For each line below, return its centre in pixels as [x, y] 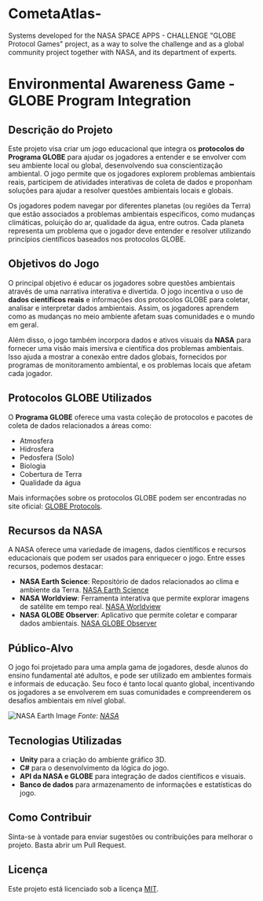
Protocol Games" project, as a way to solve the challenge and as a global [126, 43]
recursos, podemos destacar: [56, 567]
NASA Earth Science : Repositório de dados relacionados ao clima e [129, 582]
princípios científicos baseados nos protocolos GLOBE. [97, 239]
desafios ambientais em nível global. [67, 700]
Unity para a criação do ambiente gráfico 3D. [93, 759]
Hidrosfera [37, 449]
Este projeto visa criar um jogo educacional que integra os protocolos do [126, 148]
